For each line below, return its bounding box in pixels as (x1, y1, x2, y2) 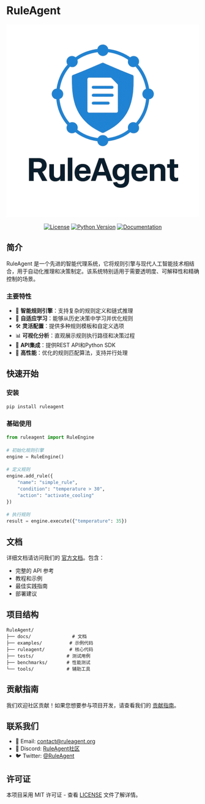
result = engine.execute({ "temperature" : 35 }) (6, 518, 127, 524)
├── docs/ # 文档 (6, 633, 87, 639)
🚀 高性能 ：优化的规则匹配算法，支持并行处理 (15, 349, 128, 357)
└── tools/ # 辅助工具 (6, 666, 91, 672)
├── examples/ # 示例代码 (6, 640, 94, 646)
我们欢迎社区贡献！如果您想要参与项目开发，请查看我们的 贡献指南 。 (6, 701, 179, 709)
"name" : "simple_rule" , (17, 480, 78, 486)
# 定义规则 (6, 466, 31, 473)
